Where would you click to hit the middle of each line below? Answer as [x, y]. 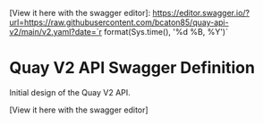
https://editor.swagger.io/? [201, 13]
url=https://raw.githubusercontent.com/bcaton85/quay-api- [119, 22]
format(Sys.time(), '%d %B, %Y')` [166, 32]
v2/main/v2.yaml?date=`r [56, 32]
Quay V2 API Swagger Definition [132, 68]
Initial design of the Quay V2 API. [70, 92]
